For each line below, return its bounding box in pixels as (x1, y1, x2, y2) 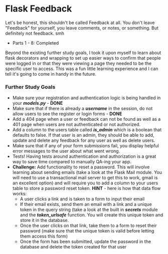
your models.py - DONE (12, 100, 63, 106)
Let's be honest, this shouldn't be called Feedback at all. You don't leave (5, 20, 155, 26)
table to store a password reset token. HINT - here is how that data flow (12, 185, 161, 191)
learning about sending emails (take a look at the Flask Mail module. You (12, 169, 162, 175)
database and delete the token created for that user (20, 244, 127, 250)
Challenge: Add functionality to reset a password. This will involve (12, 164, 150, 170)
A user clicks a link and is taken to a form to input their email (20, 196, 145, 202)
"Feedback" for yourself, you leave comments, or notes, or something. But (5, 25, 159, 31)
